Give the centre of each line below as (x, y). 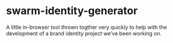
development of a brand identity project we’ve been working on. (84, 33)
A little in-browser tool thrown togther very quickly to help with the (87, 27)
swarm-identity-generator (72, 11)
